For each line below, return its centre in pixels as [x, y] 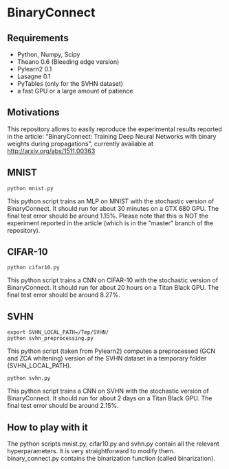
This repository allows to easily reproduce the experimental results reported [115, 129]
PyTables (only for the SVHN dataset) [70, 83]
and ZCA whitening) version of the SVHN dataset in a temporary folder [107, 358]
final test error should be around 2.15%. [63, 406]
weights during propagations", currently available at [80, 144]
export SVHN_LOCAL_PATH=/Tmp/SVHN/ [58, 332]
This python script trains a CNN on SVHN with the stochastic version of [108, 391]
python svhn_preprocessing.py [51, 339]
